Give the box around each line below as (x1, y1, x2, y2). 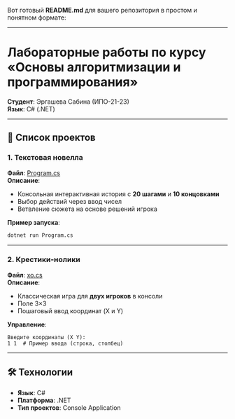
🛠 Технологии (7, 366, 73, 378)
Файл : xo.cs (7, 270, 43, 279)
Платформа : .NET (17, 396, 71, 404)
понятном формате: (7, 13, 66, 22)
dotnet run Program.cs (7, 231, 73, 239)
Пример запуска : (7, 218, 61, 226)
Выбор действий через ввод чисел (17, 197, 122, 205)
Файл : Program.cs (7, 168, 61, 177)
